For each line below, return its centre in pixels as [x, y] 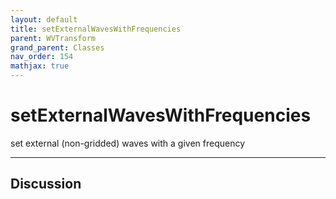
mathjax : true [40, 66]
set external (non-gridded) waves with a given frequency [128, 143]
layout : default [44, 19]
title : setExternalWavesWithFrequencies [96, 29]
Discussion [46, 184]
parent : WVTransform [53, 38]
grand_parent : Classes [57, 47]
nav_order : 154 [42, 57]
